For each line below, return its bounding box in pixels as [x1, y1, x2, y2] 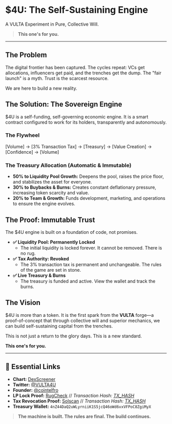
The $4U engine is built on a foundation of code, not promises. [5, 229, 138, 235]
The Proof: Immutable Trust [5, 215, 95, 224]
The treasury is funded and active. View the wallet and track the [20, 278, 156, 284]
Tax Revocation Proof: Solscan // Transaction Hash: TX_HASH [12, 398, 146, 404]
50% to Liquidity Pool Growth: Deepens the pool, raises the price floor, [12, 173, 164, 179]
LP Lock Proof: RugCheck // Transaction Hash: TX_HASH [12, 392, 135, 398]
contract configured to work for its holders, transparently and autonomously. [5, 119, 167, 125]
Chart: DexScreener [12, 376, 56, 382]
